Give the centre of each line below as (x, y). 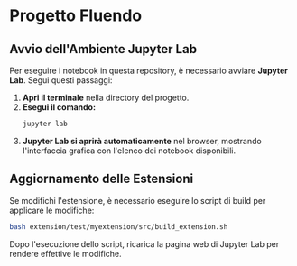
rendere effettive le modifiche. (65, 253)
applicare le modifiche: (52, 210)
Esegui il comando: (59, 107)
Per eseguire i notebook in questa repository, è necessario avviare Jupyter (149, 70)
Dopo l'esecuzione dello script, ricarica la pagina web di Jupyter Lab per (144, 243)
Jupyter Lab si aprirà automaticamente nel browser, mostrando (142, 141)
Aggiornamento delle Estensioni (102, 179)
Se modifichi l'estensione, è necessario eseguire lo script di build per (138, 200)
